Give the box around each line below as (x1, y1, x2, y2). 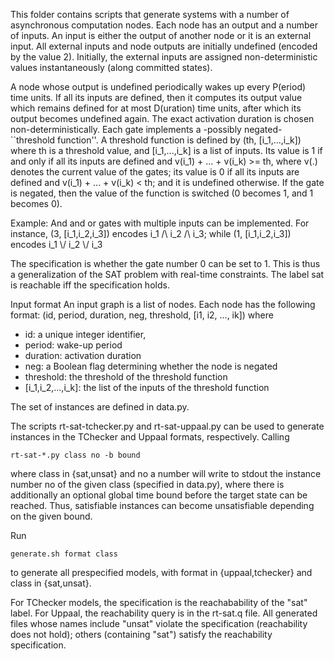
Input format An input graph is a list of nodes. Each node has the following (10, 299, 316, 310)
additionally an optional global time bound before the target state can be (10, 489, 308, 501)
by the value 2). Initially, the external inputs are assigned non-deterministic (10, 51, 318, 63)
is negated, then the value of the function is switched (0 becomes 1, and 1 (10, 187, 314, 199)
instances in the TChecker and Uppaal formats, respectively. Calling (10, 431, 290, 443)
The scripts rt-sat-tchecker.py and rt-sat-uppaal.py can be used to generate (10, 420, 325, 432)
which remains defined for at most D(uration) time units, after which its (10, 102, 302, 114)
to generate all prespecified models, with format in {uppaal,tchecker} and (10, 567, 313, 578)
